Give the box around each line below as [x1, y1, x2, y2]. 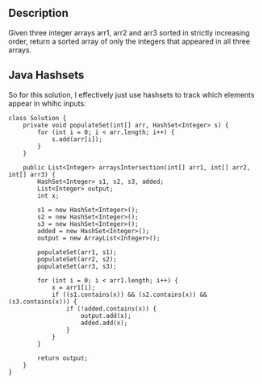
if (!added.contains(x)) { [65, 304, 157, 313]
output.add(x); [80, 311, 131, 319]
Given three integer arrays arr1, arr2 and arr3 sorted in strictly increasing [8, 27, 250, 37]
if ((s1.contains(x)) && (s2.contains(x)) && [51, 290, 207, 298]
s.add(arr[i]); [51, 135, 103, 144]
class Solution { [8, 114, 67, 122]
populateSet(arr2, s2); [37, 255, 117, 263]
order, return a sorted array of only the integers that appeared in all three [8, 36, 251, 46]
